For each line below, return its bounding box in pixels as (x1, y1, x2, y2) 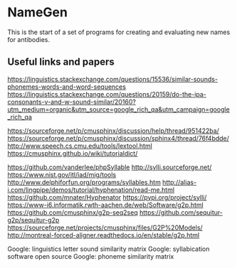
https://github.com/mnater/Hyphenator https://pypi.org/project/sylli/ (7, 193, 207, 201)
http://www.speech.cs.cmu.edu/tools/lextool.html (7, 141, 153, 150)
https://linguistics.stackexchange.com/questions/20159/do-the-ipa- (7, 90, 206, 98)
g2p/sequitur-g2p (7, 215, 60, 224)
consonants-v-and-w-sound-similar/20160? (7, 97, 137, 106)
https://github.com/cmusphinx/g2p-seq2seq (7, 208, 138, 217)
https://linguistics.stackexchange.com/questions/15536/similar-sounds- (7, 75, 218, 83)
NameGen (7, 4, 68, 21)
